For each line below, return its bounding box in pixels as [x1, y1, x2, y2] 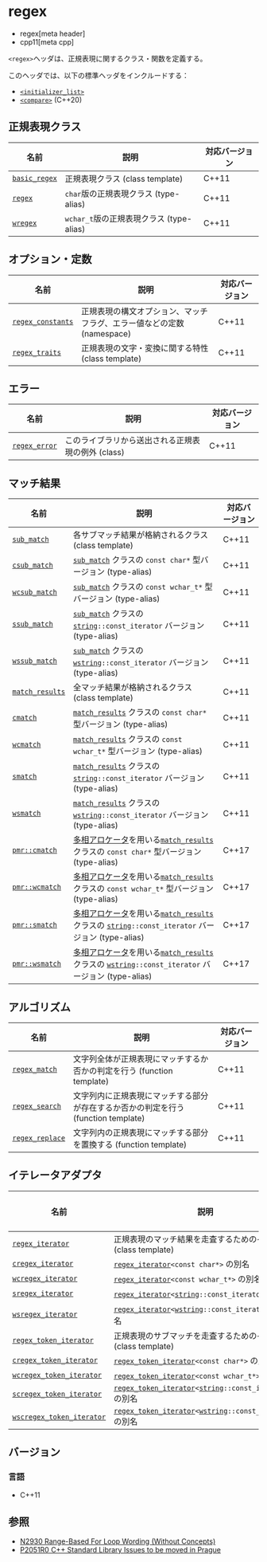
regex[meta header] [19, 29, 86, 38]
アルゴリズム [8, 1000, 72, 1014]
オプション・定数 [8, 253, 92, 266]
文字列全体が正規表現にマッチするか [72, 1054, 209, 1064]
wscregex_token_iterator [12, 1412, 106, 1421]
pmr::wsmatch [12, 960, 62, 968]
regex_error [12, 442, 58, 450]
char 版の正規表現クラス [64, 188, 153, 199]
